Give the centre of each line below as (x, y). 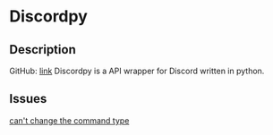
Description (43, 50)
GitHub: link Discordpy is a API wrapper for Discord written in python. (137, 71)
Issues (28, 99)
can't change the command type (69, 120)
